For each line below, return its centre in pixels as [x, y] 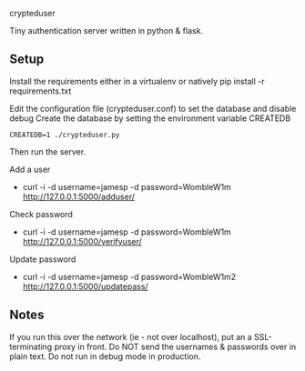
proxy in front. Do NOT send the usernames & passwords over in [175, 346]
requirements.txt [41, 91]
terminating [31, 346]
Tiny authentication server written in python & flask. [106, 30]
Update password [43, 259]
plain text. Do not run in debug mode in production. [105, 356]
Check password [41, 214]
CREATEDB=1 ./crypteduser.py [65, 135]
